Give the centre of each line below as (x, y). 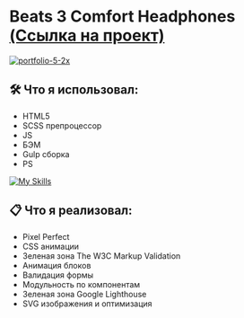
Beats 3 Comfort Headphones (122, 17)
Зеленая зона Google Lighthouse (84, 294)
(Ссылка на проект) (87, 35)
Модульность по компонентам (81, 284)
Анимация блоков (57, 265)
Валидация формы (58, 275)
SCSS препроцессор (62, 125)
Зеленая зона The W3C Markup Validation (101, 256)
